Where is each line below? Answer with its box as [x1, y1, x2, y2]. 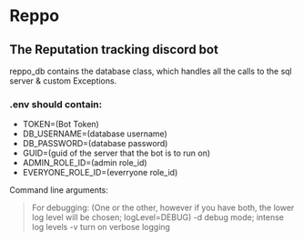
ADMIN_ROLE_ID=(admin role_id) [22, 157, 147, 168]
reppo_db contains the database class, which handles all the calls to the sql [9, 65, 293, 76]
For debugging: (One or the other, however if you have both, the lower [31, 202, 295, 214]
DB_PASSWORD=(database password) [22, 138, 168, 149]
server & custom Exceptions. [9, 75, 117, 86]
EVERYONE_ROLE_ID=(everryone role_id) [22, 167, 178, 178]
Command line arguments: [9, 185, 109, 196]
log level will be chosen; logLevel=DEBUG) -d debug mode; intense [31, 212, 285, 223]
